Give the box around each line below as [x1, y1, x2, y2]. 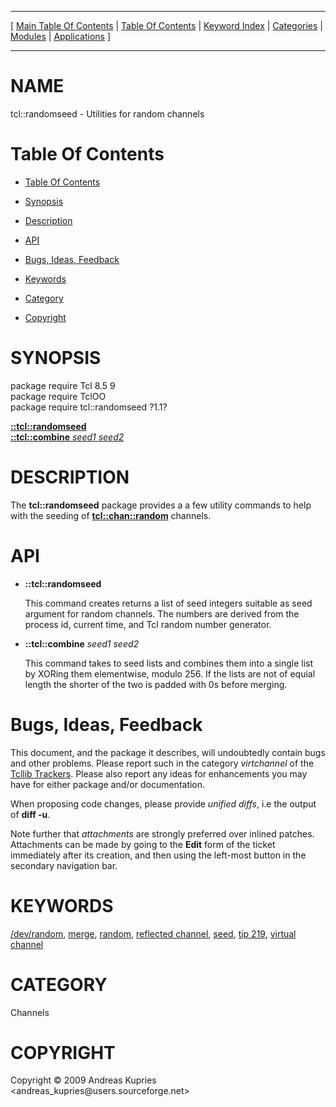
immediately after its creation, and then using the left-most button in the [10, 849, 307, 861]
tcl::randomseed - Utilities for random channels [10, 107, 205, 120]
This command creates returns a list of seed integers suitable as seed [24, 597, 313, 609]
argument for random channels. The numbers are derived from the [24, 607, 300, 620]
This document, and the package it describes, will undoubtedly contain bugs [10, 746, 326, 758]
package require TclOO [10, 390, 107, 402]
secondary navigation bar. [10, 859, 118, 871]
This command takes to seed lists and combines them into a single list [24, 657, 314, 669]
